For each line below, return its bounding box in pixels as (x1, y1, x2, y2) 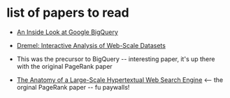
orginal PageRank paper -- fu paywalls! (16, 83, 130, 91)
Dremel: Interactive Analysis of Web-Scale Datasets (16, 41, 166, 49)
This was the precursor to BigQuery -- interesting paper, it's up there (16, 54, 215, 63)
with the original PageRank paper (16, 62, 113, 70)
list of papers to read (6, 5, 130, 21)
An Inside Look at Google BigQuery (16, 28, 118, 36)
